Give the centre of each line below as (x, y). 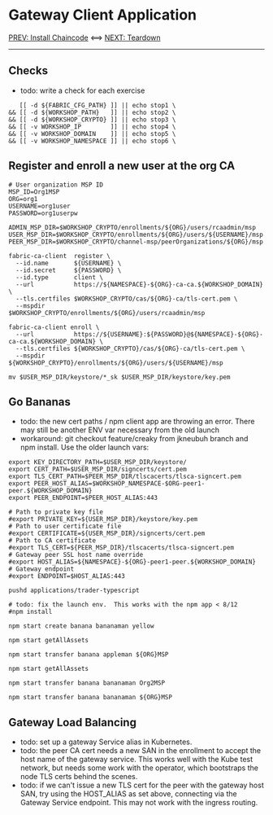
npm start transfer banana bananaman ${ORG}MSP (91, 698)
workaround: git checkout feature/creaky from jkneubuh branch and (134, 439)
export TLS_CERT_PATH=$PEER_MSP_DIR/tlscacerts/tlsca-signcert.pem (125, 477)
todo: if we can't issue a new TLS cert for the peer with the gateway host (142, 785)
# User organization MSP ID (56, 185)
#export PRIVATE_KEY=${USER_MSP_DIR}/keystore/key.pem (103, 519)
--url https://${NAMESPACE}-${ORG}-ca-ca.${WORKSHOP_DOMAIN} (140, 284)
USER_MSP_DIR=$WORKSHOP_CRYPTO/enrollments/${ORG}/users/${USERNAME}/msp (136, 234)
